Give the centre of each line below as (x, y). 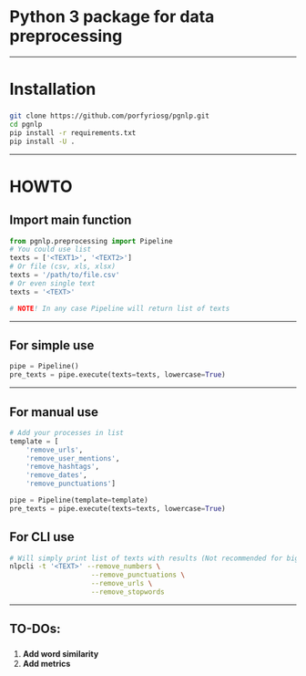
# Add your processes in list (67, 432)
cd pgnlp (26, 124)
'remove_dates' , (57, 475)
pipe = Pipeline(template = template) (79, 500)
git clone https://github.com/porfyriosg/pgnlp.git (109, 116)
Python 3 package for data (112, 17)
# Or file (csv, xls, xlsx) (63, 266)
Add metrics (46, 664)
